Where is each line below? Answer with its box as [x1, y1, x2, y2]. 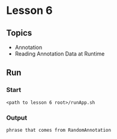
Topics [6, 28, 32, 38]
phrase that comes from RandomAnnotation [6, 127, 112, 133]
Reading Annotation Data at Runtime [14, 50, 105, 57]
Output [6, 113, 28, 121]
